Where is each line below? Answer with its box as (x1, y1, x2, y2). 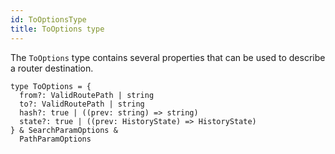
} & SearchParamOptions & (10, 125, 118, 135)
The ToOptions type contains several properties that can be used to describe (10, 51, 326, 63)
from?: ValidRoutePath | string (19, 90, 155, 100)
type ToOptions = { (10, 81, 92, 91)
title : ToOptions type (10, 24, 105, 34)
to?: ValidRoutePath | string (19, 99, 145, 109)
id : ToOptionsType (10, 14, 87, 25)
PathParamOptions (19, 134, 92, 144)
